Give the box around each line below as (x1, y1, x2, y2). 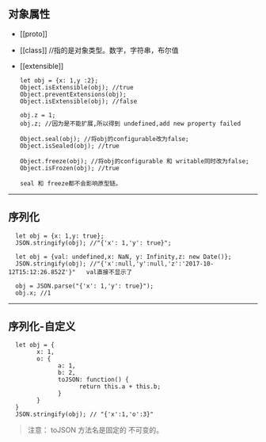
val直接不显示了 (85, 268, 133, 276)
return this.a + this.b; (78, 383, 161, 391)
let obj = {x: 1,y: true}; (15, 232, 104, 240)
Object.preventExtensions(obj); (19, 90, 127, 98)
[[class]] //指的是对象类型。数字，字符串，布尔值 (19, 45, 180, 55)
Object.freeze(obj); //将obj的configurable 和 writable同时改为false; (19, 157, 249, 165)
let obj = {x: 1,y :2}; (19, 76, 99, 85)
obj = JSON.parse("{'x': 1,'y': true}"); (15, 282, 154, 290)
